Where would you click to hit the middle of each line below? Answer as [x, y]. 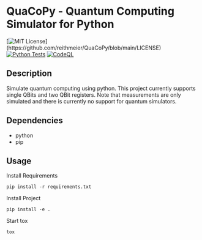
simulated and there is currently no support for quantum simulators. [92, 101]
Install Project [24, 198]
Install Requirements [32, 176]
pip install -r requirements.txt [49, 187]
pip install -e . [28, 209]
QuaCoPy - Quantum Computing [90, 11]
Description [29, 74]
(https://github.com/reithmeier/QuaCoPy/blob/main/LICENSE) [84, 48]
